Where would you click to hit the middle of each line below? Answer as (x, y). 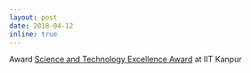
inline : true (33, 34)
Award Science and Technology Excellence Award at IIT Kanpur (125, 60)
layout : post (33, 17)
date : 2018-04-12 (41, 26)
